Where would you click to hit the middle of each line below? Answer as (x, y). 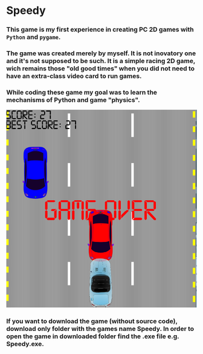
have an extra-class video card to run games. (74, 76)
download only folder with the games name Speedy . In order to (100, 329)
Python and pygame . (34, 37)
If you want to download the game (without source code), (92, 321)
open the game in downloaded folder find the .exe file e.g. (93, 336)
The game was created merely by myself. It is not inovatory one (101, 53)
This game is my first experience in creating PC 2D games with (100, 30)
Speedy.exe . (25, 344)
